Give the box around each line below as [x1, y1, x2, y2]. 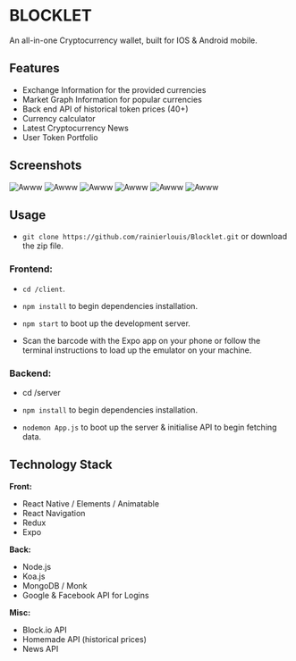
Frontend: [9, 263, 54, 275]
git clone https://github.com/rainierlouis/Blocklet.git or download [21, 231, 288, 242]
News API [21, 643, 59, 654]
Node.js [21, 561, 52, 572]
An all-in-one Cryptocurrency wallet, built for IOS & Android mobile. [9, 35, 258, 46]
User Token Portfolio [21, 131, 98, 143]
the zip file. [21, 240, 64, 251]
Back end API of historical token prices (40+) [21, 104, 189, 114]
